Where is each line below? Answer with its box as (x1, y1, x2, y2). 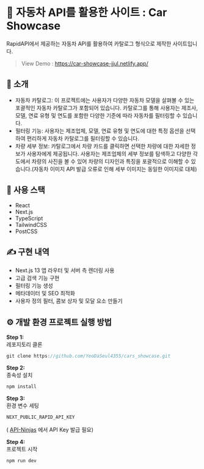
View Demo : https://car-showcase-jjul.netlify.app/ (21, 59, 148, 67)
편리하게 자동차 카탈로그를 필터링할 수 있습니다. (26, 135, 139, 142)
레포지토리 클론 (6, 341, 43, 349)
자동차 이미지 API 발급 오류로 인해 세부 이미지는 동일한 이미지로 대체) (33, 165, 197, 172)
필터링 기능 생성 (15, 282, 53, 289)
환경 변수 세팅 (6, 402, 40, 409)
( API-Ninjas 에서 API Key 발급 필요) (6, 426, 93, 433)
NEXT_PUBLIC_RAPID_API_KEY (6, 414, 75, 420)
